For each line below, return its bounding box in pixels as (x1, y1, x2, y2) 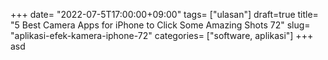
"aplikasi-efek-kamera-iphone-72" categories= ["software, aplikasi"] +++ (10, 30, 314, 41)
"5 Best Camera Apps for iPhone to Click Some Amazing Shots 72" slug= (10, 19, 311, 31)
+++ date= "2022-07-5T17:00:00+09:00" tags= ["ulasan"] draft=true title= (10, 9, 319, 20)
